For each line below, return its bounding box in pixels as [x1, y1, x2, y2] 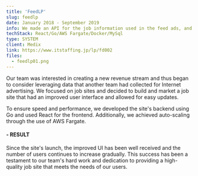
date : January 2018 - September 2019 [6, 20, 100, 25]
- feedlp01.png [11, 58, 49, 64]
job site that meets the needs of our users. [24, 163, 127, 170]
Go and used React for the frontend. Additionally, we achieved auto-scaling [6, 111, 190, 119]
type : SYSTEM [6, 36, 39, 42]
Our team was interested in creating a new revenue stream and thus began [6, 75, 189, 82]
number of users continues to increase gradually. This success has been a [6, 151, 189, 158]
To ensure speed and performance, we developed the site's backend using [6, 105, 190, 112]
